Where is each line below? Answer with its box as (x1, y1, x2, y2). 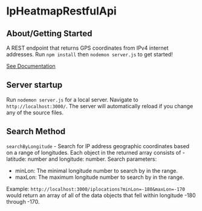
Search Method (6, 126, 66, 137)
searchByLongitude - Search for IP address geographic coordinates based (6, 142, 189, 149)
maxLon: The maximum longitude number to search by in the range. (15, 174, 184, 181)
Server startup (6, 80, 63, 90)
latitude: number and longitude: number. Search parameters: (6, 155, 157, 163)
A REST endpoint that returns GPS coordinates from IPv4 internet (6, 44, 169, 51)
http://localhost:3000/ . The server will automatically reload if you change (6, 102, 194, 109)
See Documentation (6, 62, 56, 70)
